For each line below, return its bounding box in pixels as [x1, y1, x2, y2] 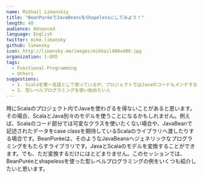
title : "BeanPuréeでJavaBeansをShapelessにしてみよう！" [6, 14, 144, 21]
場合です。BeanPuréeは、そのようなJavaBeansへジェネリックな [11, 135, 172, 142]
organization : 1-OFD [6, 54, 59, 60]
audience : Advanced [6, 25, 56, 32]
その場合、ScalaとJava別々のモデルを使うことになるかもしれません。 [6, 112, 180, 119]
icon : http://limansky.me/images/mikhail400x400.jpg [6, 48, 142, 54]
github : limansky [6, 43, 50, 49]
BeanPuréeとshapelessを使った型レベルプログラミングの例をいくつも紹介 [6, 157, 192, 165]
